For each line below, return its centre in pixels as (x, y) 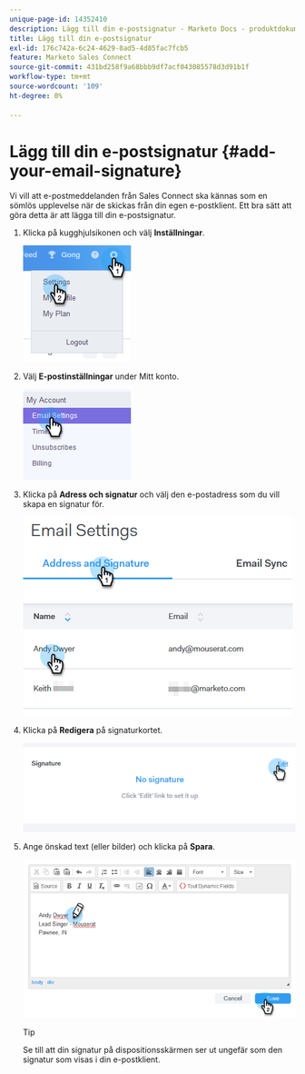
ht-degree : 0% (36, 95)
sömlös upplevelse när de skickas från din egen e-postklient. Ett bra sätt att (151, 205)
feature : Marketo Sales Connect (70, 58)
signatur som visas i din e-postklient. (91, 1059)
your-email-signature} (96, 170)
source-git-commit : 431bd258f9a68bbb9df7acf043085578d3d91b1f (129, 67)
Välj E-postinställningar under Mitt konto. (101, 376)
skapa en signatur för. (63, 504)
